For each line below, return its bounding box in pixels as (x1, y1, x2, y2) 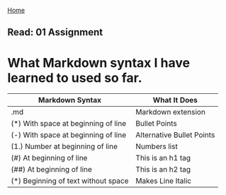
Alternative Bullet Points (135, 130, 215, 140)
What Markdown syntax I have (7, 54, 190, 71)
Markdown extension (135, 107, 205, 117)
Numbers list (135, 141, 179, 151)
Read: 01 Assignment (7, 26, 103, 38)
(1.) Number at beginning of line (11, 141, 118, 151)
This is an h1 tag (135, 153, 191, 163)
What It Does (152, 95, 198, 105)
